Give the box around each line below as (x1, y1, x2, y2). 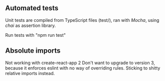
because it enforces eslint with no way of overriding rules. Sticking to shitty (5, 65, 160, 71)
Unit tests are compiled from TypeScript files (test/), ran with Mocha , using (5, 17, 159, 23)
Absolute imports (5, 47, 61, 55)
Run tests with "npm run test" (5, 32, 66, 38)
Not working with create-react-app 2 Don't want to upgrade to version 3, (5, 60, 155, 66)
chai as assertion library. (5, 22, 56, 28)
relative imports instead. (5, 70, 55, 76)
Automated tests (5, 4, 58, 12)
